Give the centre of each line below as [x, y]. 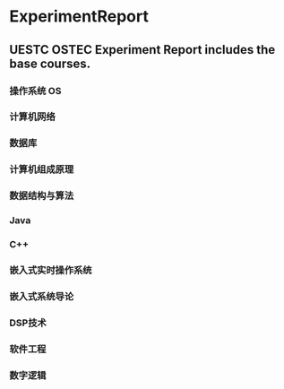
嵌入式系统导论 [42, 296]
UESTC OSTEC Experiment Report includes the [142, 50]
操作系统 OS [35, 91]
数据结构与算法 [42, 196]
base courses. [50, 63]
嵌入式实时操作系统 [51, 270]
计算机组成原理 [42, 169]
